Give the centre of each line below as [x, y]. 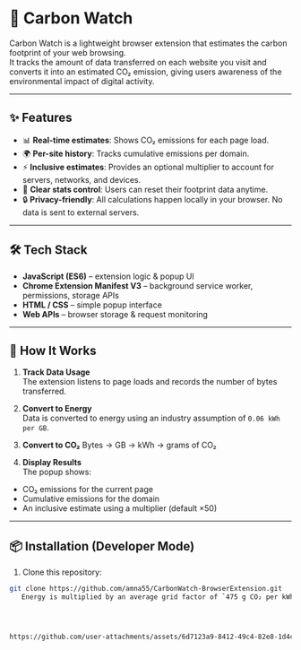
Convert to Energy [57, 409]
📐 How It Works [53, 350]
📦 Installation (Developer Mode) [102, 546]
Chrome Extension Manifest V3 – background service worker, [138, 285]
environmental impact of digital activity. [82, 81]
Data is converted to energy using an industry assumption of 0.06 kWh [151, 418]
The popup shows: [57, 472]
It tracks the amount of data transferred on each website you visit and [138, 62]
